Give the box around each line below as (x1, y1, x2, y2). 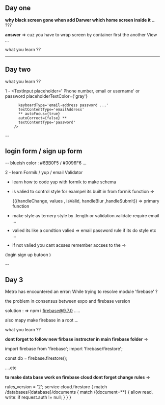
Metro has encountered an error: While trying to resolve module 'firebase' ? (5, 289, 158, 294)
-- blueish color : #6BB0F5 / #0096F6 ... (5, 160, 87, 166)
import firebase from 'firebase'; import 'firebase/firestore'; (5, 346, 123, 352)
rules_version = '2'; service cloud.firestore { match (5, 384, 107, 390)
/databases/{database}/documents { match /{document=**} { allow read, (5, 389, 153, 395)
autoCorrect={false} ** (18, 116, 67, 120)
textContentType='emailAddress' (18, 107, 84, 112)
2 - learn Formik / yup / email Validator (5, 170, 83, 175)
